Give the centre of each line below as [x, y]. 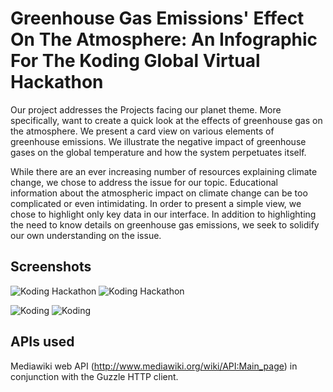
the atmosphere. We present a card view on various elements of [142, 131]
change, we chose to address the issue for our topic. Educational [144, 182]
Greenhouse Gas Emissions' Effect [157, 18]
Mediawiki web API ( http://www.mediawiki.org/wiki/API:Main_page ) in [154, 366]
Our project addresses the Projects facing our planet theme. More [146, 109]
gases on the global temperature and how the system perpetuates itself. [158, 152]
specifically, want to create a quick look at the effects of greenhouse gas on [166, 120]
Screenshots [51, 267]
